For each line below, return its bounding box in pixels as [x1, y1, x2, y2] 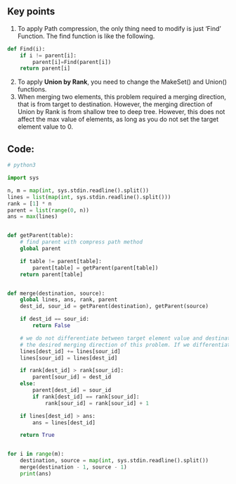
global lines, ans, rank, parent [20, 296, 118, 303]
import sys [7, 174, 39, 181]
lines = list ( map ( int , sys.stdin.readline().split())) [7, 193, 171, 200]
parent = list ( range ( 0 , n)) [7, 207, 90, 214]
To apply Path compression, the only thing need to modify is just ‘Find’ [17, 24, 221, 32]
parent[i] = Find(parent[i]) [32, 58, 112, 65]
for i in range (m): [7, 450, 65, 458]
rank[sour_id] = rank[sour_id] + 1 [44, 400, 150, 407]
